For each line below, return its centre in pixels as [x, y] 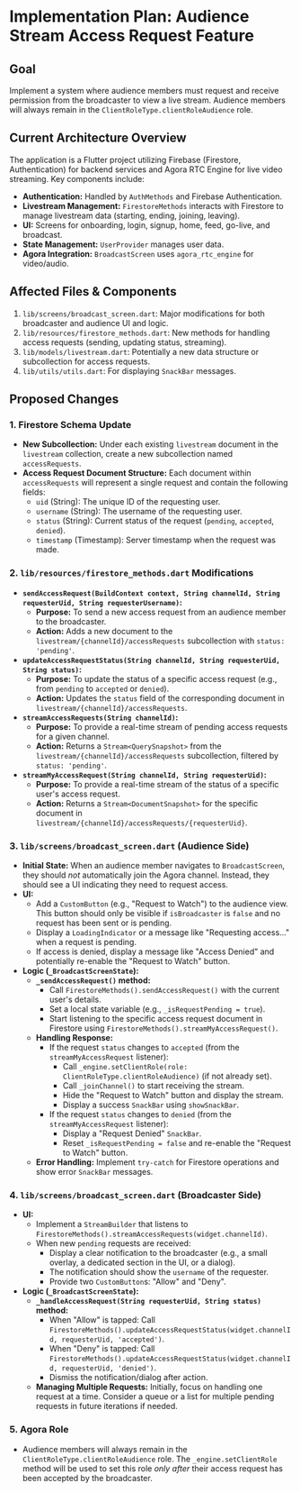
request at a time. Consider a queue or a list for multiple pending [155, 1396]
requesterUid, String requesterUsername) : [102, 602]
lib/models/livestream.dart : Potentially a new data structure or [140, 351]
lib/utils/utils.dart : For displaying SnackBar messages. [129, 370]
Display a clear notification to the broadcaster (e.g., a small [158, 1253]
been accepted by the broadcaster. [87, 1478]
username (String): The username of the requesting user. [139, 512]
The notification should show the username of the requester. [159, 1272]
